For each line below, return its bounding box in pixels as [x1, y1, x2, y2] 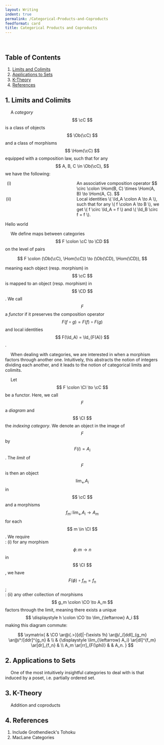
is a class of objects [5, 124, 46, 130]
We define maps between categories [10, 231, 85, 237]
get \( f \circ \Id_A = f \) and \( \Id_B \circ [76, 206, 158, 212]
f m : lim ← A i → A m [66, 509, 99, 517]
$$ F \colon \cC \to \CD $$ [55, 238, 109, 244]
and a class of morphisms [5, 140, 57, 146]
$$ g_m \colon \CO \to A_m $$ [51, 599, 114, 605]
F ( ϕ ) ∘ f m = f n [68, 577, 96, 584]
